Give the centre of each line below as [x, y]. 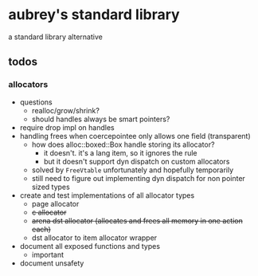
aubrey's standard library [94, 15]
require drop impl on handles [67, 127]
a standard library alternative [56, 37]
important [48, 254]
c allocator [49, 212]
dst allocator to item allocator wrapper [94, 238]
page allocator [55, 203]
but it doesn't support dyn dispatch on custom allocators [137, 161]
